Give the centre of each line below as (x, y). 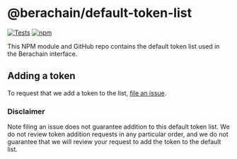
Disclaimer (26, 111)
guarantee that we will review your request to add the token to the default (114, 142)
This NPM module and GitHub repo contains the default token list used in (114, 46)
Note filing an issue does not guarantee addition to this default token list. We (118, 127)
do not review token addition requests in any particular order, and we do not (118, 134)
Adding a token (41, 76)
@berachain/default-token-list (100, 13)
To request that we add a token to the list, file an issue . (87, 93)
